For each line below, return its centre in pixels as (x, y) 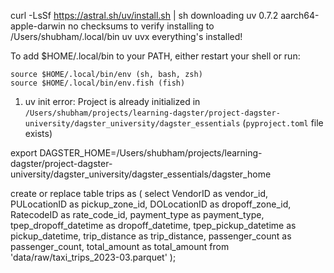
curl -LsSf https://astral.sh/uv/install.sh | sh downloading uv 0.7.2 (144, 15)
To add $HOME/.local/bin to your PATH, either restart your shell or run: (155, 56)
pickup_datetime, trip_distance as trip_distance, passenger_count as (151, 236)
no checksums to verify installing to (141, 26)
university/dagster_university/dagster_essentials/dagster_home (141, 174)
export (24, 153)
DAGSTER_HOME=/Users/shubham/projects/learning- (151, 153)
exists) (38, 133)
